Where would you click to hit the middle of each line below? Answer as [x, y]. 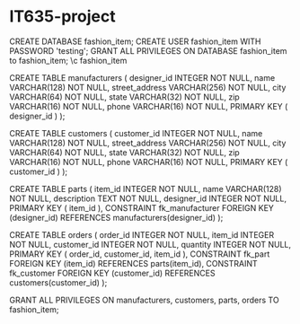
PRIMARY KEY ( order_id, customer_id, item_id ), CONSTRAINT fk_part [140, 254]
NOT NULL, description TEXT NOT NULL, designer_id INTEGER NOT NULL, [148, 198]
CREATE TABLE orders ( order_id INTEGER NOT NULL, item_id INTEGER [142, 234]
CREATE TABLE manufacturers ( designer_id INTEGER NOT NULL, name [142, 77]
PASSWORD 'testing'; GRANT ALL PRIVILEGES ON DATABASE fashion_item [148, 50]
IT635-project [62, 17]
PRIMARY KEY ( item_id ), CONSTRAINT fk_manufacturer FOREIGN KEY [141, 207]
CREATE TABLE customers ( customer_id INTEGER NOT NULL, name [136, 133]
